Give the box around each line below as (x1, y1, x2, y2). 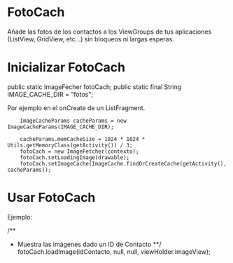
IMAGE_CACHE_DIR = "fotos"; (7, 90, 93, 98)
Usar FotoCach (7, 190, 96, 205)
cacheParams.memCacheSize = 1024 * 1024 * (20, 135, 146, 142)
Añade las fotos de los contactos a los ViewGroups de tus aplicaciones (7, 27, 212, 36)
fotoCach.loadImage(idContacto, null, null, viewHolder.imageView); (17, 247, 211, 256)
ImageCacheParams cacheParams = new (20, 117, 127, 124)
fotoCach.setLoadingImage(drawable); (20, 154, 130, 161)
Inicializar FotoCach (7, 60, 126, 76)
